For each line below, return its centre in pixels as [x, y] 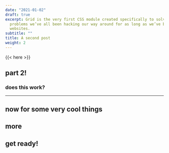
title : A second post [28, 38]
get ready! [22, 144]
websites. [20, 29]
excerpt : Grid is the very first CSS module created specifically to [80, 19]
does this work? [25, 87]
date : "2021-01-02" [26, 10]
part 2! [16, 73]
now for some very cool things [54, 109]
